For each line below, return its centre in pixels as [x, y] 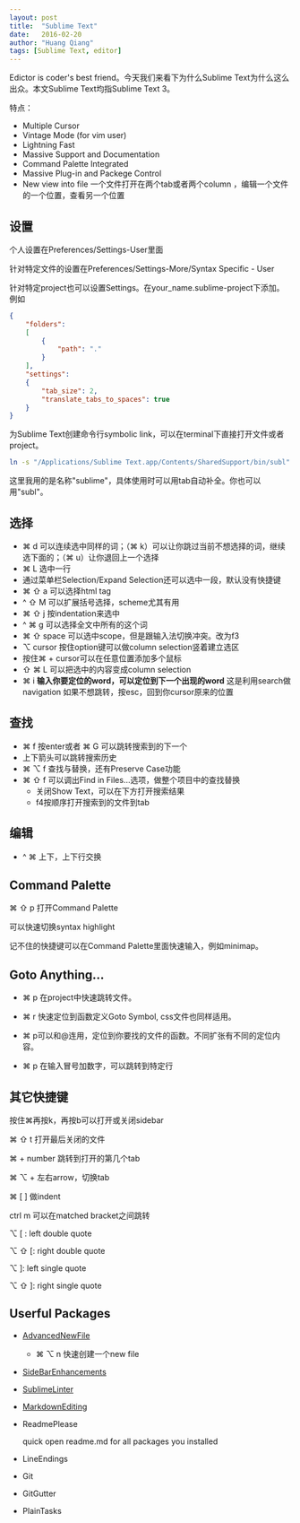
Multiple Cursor [51, 126]
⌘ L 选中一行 [47, 569]
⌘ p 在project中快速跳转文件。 [79, 997]
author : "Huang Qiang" [51, 43]
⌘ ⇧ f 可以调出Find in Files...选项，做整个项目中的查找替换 [131, 779]
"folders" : [46, 324]
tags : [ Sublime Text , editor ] [66, 51]
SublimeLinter [48, 1389]
